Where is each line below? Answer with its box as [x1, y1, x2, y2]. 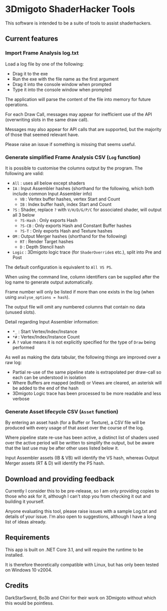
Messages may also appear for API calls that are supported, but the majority [5, 126, 162, 132]
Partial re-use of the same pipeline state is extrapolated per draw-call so [12, 369, 162, 375]
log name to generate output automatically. [5, 279, 94, 285]
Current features [5, 34, 58, 43]
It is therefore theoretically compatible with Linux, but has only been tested [5, 561, 159, 567]
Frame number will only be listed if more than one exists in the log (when [5, 288, 155, 294]
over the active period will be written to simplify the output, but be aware [5, 440, 155, 446]
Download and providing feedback [5, 474, 115, 483]
